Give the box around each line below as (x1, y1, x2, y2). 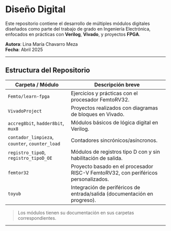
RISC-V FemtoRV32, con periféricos (71, 169, 158, 176)
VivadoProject (8, 108, 42, 114)
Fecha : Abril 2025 (5, 46, 43, 52)
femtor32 (8, 169, 29, 176)
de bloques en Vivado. (71, 110, 125, 118)
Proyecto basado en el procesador (71, 163, 154, 170)
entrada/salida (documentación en (71, 190, 154, 197)
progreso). (71, 196, 96, 204)
